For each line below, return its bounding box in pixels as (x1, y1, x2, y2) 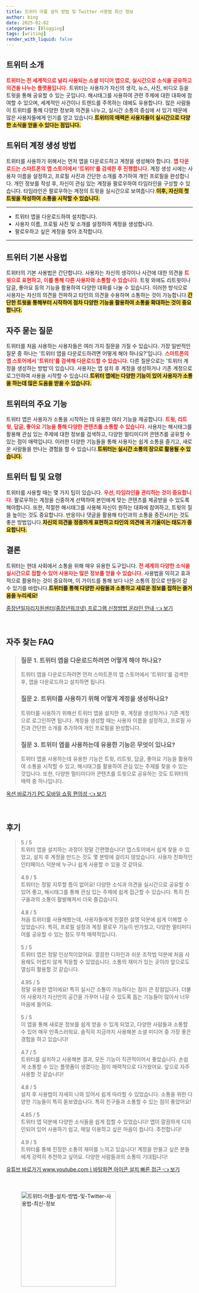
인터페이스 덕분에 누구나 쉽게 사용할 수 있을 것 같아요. (20, 860, 144, 868)
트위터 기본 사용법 (6, 252, 68, 262)
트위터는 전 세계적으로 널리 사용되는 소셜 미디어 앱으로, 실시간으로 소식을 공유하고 (6, 77, 192, 84)
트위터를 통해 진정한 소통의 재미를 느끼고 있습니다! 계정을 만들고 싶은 (20, 1145, 179, 1153)
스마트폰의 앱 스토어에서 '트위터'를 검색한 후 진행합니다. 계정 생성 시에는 (21, 165, 187, 172)
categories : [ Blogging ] (6, 25, 65, 32)
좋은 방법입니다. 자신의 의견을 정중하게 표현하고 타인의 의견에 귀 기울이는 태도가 (6, 518, 187, 525)
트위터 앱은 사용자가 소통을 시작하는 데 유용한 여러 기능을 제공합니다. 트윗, (6, 416, 176, 423)
